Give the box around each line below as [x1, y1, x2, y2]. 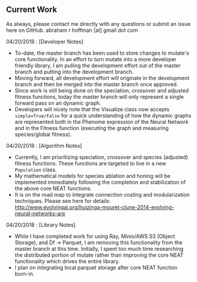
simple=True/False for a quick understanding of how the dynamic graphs [14, 112, 192, 119]
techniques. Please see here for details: [14, 197, 111, 204]
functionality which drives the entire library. [14, 257, 121, 264]
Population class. [14, 166, 57, 173]
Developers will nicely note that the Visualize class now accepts [14, 105, 169, 112]
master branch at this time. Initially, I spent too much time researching [14, 245, 184, 252]
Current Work [6, 5, 58, 15]
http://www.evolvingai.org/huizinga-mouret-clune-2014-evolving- [14, 203, 175, 211]
